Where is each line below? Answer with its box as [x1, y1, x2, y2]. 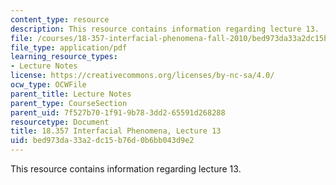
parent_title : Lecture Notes [10, 89, 132, 99]
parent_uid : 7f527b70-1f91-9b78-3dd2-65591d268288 [10, 107, 226, 118]
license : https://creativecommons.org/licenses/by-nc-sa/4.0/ [10, 71, 275, 81]
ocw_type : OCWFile [10, 80, 87, 90]
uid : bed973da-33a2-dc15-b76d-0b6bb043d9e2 [10, 136, 195, 146]
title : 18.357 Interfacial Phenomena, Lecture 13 [10, 126, 222, 136]
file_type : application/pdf [10, 42, 128, 53]
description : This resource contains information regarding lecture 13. [10, 24, 320, 34]
